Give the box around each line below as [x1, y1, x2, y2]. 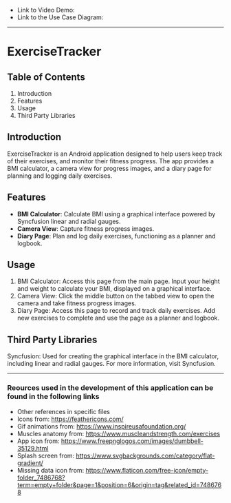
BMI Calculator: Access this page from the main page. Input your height [16, 277, 220, 285]
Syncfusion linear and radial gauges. [16, 217, 122, 225]
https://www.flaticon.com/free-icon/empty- [85, 466, 208, 474]
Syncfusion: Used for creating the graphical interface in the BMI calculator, [7, 352, 219, 360]
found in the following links [7, 392, 100, 402]
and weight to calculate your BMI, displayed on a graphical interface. [16, 285, 212, 293]
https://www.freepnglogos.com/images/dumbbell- [60, 437, 204, 445]
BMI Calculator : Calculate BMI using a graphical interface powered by [16, 209, 216, 218]
